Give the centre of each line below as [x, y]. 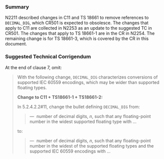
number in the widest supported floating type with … [83, 121]
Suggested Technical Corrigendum [48, 57]
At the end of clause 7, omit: [34, 67]
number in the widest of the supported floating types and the [92, 146]
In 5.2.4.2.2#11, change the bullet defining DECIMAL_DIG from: [78, 107]
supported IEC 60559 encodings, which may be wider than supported [88, 82]
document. [16, 44]
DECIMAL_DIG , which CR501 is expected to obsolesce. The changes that [77, 23]
